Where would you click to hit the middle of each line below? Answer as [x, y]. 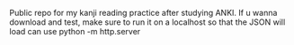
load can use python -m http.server [75, 31]
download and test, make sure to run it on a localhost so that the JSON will [147, 22]
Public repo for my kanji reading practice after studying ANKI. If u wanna [143, 13]
